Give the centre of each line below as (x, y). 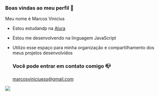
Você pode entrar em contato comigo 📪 (61, 66)
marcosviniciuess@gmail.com (43, 79)
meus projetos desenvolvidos (42, 53)
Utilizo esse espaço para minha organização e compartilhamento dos (83, 48)
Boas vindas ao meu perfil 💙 (40, 8)
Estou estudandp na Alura (39, 28)
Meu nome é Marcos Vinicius (35, 19)
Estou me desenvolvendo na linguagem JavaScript (64, 38)
